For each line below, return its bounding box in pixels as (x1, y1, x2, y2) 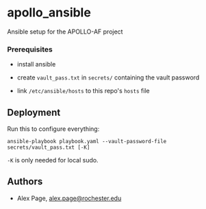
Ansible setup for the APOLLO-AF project (7, 27, 123, 36)
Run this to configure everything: (7, 125, 100, 133)
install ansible (16, 60, 56, 69)
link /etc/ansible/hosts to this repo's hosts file (16, 87, 150, 95)
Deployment (7, 106, 61, 118)
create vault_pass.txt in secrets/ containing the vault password (16, 73, 200, 82)
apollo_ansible (7, 5, 91, 21)
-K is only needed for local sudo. (7, 156, 99, 164)
